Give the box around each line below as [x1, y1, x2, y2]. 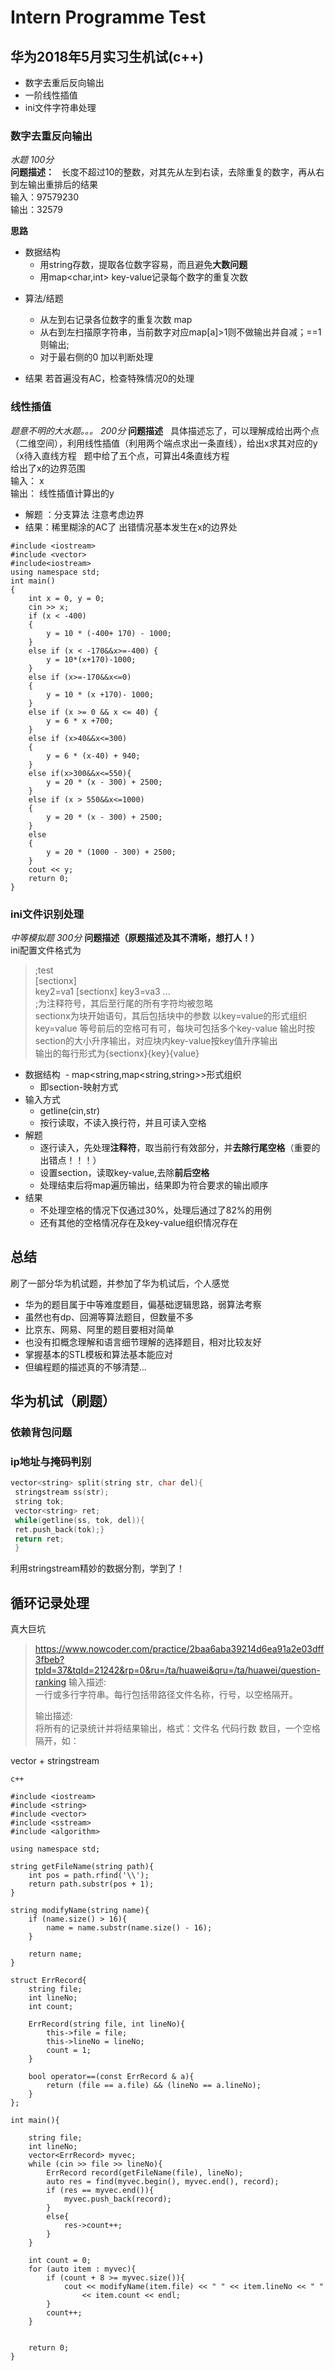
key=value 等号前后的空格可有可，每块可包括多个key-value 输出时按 [34, 1022, 315, 1034]
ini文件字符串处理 [24, 102, 97, 113]
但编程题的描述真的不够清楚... [24, 1361, 147, 1373]
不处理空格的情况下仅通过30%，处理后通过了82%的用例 [39, 1204, 272, 1216]
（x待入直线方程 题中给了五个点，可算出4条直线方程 [10, 449, 230, 461]
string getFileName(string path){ [10, 1862, 155, 1872]
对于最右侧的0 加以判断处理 [39, 351, 154, 363]
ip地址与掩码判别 [10, 1454, 92, 1468]
